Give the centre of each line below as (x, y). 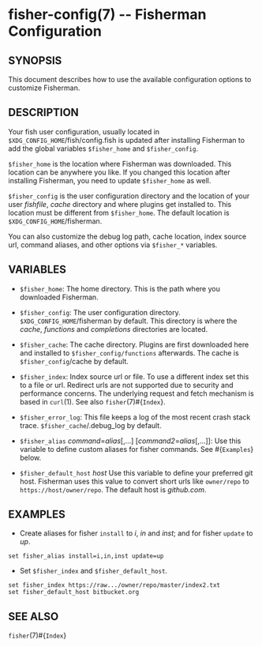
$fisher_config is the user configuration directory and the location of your (129, 196)
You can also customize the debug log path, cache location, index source (127, 236)
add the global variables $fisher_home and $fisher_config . (103, 149)
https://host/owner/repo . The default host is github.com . (113, 489)
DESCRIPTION (43, 113)
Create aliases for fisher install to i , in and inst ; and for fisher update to (136, 533)
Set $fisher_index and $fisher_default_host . (94, 571)
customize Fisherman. (44, 88)
